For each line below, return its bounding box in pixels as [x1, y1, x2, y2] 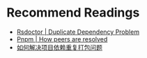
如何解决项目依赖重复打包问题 [16, 43, 102, 51]
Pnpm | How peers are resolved [16, 35, 108, 43]
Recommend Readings [6, 5, 140, 21]
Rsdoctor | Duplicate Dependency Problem [16, 28, 140, 36]
